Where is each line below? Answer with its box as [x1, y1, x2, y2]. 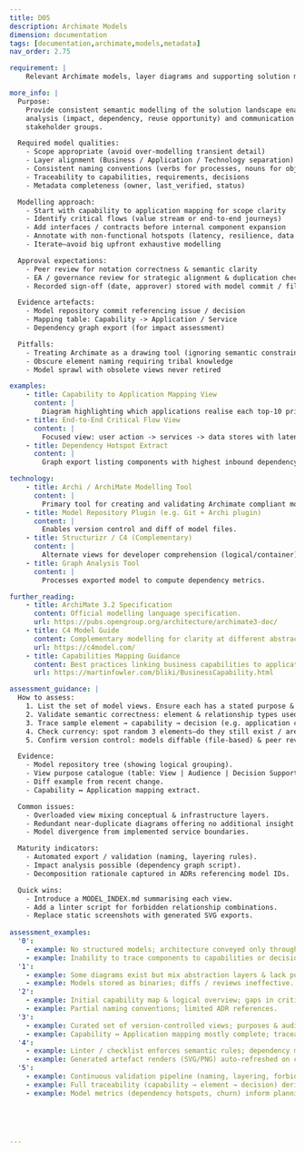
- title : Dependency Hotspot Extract [25, 440, 169, 450]
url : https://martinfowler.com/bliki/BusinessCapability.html [33, 668, 274, 678]
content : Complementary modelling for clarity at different [33, 634, 266, 643]
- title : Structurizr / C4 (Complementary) [25, 533, 193, 542]
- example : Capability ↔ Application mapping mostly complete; [25, 1029, 271, 1038]
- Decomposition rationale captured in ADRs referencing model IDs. [25, 869, 290, 878]
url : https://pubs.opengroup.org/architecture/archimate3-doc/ [33, 618, 279, 627]
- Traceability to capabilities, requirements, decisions [25, 172, 250, 182]
